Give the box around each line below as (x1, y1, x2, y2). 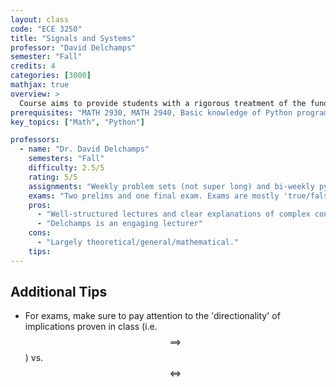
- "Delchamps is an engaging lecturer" (36, 219, 203, 229)
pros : (28, 200, 52, 210)
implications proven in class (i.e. (24, 321, 158, 333)
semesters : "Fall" (28, 154, 105, 164)
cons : (28, 228, 52, 238)
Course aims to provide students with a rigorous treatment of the (19, 98, 307, 108)
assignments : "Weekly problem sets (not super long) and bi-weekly (28, 181, 315, 191)
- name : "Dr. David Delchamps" (19, 144, 150, 155)
